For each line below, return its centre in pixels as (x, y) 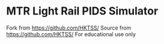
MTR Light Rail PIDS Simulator (82, 11)
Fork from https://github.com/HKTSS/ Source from (69, 28)
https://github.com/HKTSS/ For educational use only (71, 34)
